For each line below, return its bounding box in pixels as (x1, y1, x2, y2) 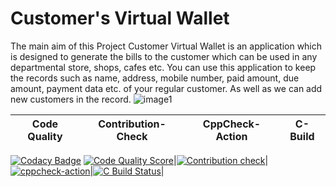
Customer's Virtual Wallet (10, 7, 230, 30)
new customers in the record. (10, 93, 132, 105)
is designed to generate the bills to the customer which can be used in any (10, 50, 318, 62)
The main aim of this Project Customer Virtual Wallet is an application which (10, 40, 323, 52)
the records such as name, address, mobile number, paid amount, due (10, 72, 300, 84)
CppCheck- (202, 117, 262, 131)
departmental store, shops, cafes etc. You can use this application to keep (10, 61, 317, 73)
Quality (27, 129, 63, 143)
